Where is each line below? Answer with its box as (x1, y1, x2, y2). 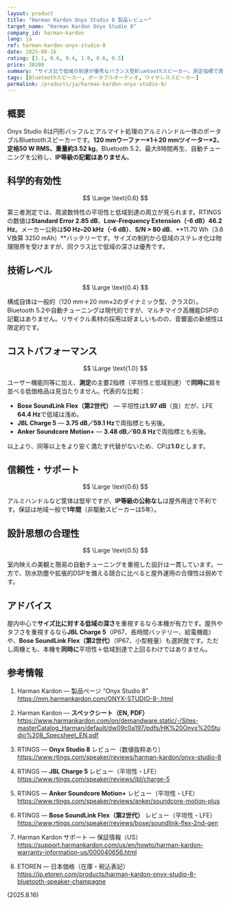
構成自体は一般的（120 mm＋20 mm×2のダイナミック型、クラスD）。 (7, 297, 203, 306)
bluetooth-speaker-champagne (16, 877, 106, 885)
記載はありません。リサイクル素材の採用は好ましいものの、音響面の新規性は (7, 315, 223, 323)
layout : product (7, 10, 54, 17)
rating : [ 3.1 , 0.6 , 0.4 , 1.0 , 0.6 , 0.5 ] (7, 55, 125, 62)
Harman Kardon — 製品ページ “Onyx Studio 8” (16, 686, 149, 695)
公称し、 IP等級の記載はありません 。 (30, 153, 133, 162)
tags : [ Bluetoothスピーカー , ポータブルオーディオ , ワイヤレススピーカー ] (7, 74, 199, 81)
